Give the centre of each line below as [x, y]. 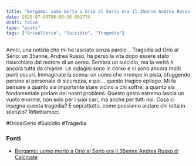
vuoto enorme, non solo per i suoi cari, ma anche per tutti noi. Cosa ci [90, 99]
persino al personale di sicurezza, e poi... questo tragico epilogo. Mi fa [91, 81]
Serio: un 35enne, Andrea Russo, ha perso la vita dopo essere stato [88, 56]
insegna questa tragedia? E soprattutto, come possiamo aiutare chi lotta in [96, 106]
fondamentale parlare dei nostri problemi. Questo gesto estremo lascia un [95, 94]
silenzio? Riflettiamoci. [33, 112]
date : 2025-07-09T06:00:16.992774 [48, 17]
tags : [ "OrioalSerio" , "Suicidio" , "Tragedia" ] [65, 33]
